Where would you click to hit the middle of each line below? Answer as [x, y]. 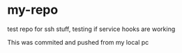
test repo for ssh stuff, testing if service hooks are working [91, 29]
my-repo [33, 10]
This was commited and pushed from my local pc [78, 42]
